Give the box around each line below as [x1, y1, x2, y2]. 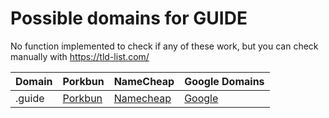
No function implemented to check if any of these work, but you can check [10, 40, 319, 52]
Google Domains [184, 74, 265, 88]
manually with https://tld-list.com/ [10, 50, 150, 62]
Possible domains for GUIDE [10, 7, 248, 30]
